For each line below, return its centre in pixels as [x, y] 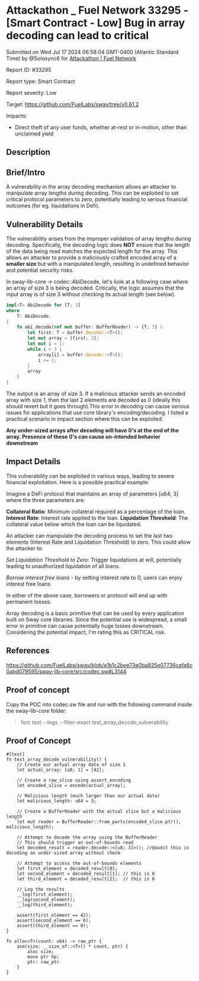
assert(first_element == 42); [54, 915]
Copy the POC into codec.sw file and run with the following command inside [99, 704]
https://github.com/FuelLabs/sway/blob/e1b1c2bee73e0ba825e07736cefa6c [99, 665]
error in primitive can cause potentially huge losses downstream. [85, 626]
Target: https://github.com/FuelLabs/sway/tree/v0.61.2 [73, 104]
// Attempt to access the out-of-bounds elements [79, 863]
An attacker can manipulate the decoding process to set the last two [89, 535]
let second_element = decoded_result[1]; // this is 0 [86, 874]
